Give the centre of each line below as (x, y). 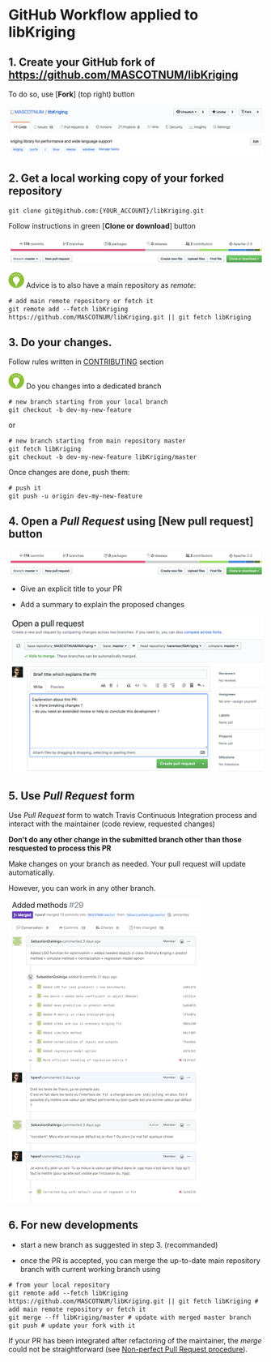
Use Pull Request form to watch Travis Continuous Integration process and (133, 816)
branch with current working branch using (90, 1269)
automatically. (32, 872)
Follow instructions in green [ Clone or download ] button (102, 225)
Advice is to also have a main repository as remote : (111, 285)
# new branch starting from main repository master (97, 441)
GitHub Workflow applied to (104, 15)
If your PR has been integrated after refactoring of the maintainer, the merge (135, 1340)
